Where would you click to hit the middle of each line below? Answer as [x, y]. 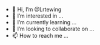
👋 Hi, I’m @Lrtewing [37, 9]
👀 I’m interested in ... [38, 16]
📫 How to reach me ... [40, 36]
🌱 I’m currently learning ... [44, 22]
